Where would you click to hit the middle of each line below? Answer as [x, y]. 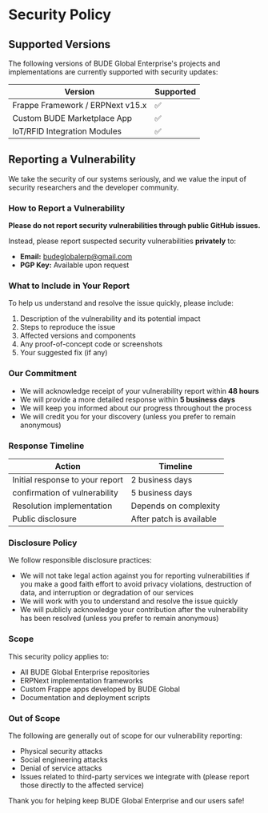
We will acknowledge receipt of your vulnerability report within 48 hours [140, 390]
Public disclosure [45, 519]
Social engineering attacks [64, 759]
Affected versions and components [78, 336]
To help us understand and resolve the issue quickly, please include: [121, 303]
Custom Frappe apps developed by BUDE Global [100, 689]
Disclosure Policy [43, 543]
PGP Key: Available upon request [74, 265]
